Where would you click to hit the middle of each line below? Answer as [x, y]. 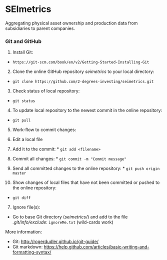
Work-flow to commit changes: [44, 130]
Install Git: [23, 52]
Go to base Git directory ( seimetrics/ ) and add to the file [70, 217]
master [19, 173]
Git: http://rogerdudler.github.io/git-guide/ [55, 241]
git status [24, 101]
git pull [21, 120]
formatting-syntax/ [32, 252]
